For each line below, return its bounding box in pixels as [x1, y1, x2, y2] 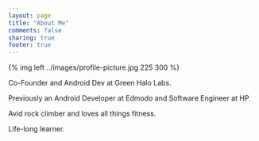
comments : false [8, 26, 62, 34]
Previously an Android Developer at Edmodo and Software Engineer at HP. [8, 93, 252, 103]
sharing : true [8, 33, 56, 42]
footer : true [8, 41, 52, 49]
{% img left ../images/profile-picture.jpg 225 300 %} [8, 63, 180, 72]
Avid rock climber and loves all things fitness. [8, 109, 157, 119]
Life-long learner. [8, 124, 65, 134]
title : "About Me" [8, 19, 69, 27]
